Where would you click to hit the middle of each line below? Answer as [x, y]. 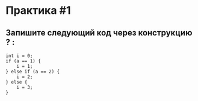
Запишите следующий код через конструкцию [99, 33]
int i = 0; [19, 56]
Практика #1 [38, 11]
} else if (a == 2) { [33, 72]
